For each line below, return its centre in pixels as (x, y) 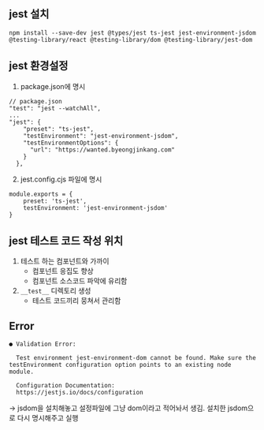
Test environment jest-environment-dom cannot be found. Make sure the (136, 358)
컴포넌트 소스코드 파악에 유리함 (80, 281)
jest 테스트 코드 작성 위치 (66, 241)
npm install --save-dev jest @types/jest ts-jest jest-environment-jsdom (133, 33)
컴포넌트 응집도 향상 (63, 271)
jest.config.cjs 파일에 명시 (61, 179)
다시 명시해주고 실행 (48, 418)
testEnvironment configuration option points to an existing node (120, 365)
